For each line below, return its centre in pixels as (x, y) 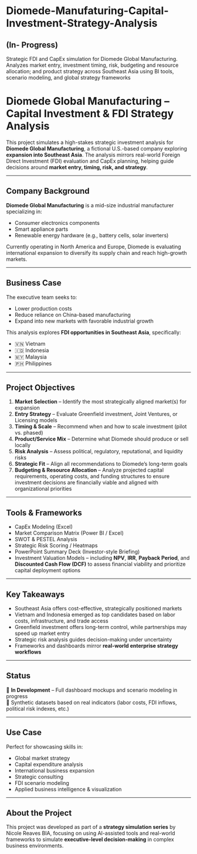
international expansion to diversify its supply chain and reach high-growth (97, 252)
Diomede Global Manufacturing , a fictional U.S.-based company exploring (97, 148)
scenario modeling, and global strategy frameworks (68, 78)
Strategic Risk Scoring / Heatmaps (56, 545)
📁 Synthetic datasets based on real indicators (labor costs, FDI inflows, (91, 702)
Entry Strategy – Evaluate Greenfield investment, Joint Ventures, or (96, 414)
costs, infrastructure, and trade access (61, 621)
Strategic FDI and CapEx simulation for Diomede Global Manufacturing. (92, 59)
